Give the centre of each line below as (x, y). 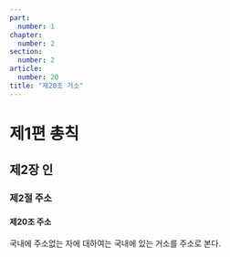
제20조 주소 (31, 221)
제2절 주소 (31, 199)
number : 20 (38, 77)
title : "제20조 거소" (47, 86)
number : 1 (36, 26)
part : (20, 18)
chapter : (26, 35)
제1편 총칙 (44, 134)
